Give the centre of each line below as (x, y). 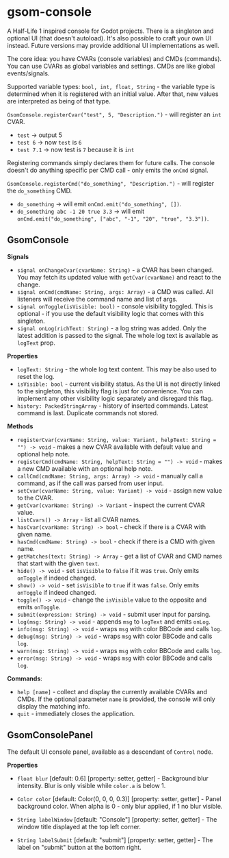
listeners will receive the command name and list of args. (97, 299)
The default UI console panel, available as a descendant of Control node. (110, 752)
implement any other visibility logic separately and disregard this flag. (115, 398)
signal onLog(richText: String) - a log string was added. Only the (112, 328)
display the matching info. (53, 706)
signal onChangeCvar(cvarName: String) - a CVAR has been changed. (115, 270)
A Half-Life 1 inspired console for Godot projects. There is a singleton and (110, 31)
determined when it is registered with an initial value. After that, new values (113, 94)
